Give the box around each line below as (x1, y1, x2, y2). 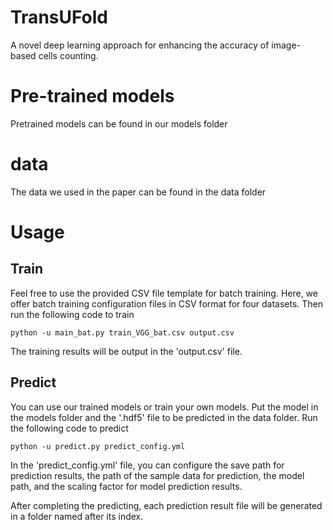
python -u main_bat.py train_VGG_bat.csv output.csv (10, 327, 235, 338)
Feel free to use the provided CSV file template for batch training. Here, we (10, 287, 318, 299)
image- (271, 39, 302, 51)
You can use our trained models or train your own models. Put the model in (10, 401, 319, 413)
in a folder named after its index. (10, 510, 144, 522)
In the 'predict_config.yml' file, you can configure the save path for (10, 459, 285, 471)
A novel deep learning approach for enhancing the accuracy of (10, 39, 270, 51)
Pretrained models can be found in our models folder (10, 117, 228, 130)
